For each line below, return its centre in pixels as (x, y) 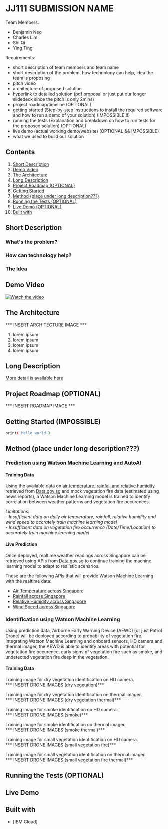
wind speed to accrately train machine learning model (61, 522)
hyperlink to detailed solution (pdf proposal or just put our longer (79, 94)
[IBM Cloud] (25, 821)
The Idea (17, 269)
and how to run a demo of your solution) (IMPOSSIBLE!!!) (71, 115)
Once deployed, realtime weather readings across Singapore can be (76, 555)
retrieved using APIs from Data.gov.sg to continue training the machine (79, 561)
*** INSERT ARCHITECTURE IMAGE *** (46, 325)
